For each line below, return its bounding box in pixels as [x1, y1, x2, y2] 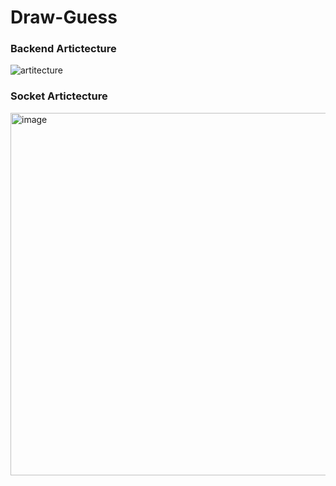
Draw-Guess [10, 6, 118, 29]
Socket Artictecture [10, 89, 108, 103]
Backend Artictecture [10, 42, 117, 56]
